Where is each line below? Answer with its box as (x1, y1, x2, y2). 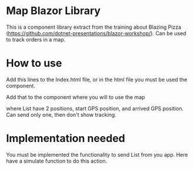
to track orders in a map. (6, 36, 66, 43)
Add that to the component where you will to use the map (6, 93, 145, 100)
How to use (6, 57, 62, 70)
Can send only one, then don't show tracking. (6, 111, 116, 118)
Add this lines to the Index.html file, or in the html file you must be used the (6, 76, 188, 83)
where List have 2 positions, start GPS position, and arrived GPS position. (6, 104, 184, 112)
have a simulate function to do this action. (6, 157, 108, 164)
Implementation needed (6, 132, 125, 145)
